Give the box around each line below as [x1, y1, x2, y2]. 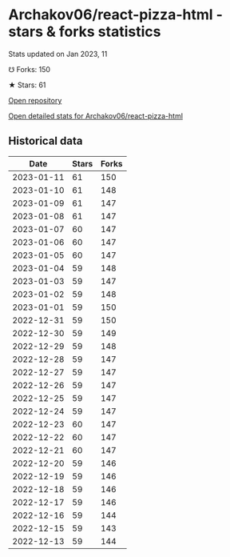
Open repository [8, 95, 62, 105]
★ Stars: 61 [8, 80, 46, 90]
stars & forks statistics [8, 22, 161, 41]
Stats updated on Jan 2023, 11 [8, 49, 108, 58]
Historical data [8, 134, 83, 148]
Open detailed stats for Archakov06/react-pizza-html [8, 110, 184, 121]
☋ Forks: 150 [8, 64, 50, 74]
